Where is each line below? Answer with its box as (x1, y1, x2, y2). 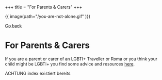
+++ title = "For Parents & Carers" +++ (5, 4, 82, 10)
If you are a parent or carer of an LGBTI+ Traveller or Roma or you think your (5, 56, 158, 62)
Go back (5, 23, 22, 29)
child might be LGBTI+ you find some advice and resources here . (5, 61, 135, 67)
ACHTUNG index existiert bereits (5, 70, 71, 76)
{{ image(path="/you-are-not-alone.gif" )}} (5, 14, 91, 19)
